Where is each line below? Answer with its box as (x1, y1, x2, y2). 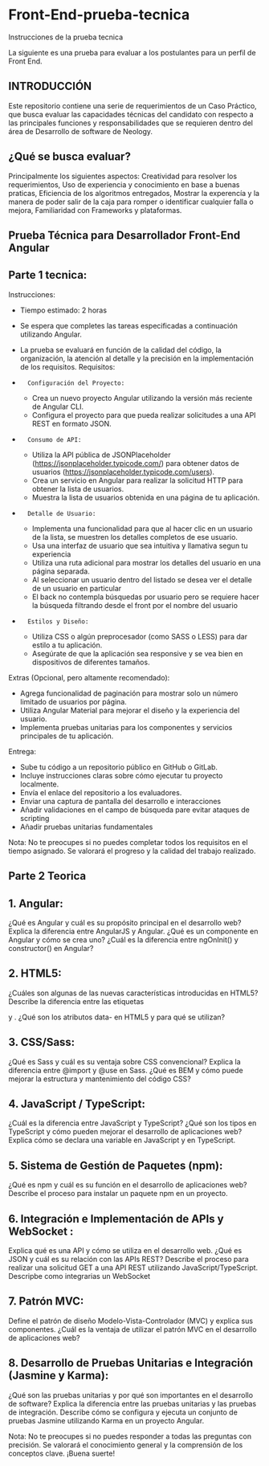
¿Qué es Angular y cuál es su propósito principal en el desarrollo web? (8, 917, 242, 927)
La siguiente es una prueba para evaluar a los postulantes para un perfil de (8, 47, 256, 57)
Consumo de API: (27, 435, 82, 443)
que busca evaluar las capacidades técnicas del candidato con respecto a (8, 109, 255, 119)
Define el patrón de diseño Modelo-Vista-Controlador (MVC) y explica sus (8, 1316, 254, 1325)
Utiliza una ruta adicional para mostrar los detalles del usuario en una (31, 557, 261, 567)
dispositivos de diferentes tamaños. (31, 657, 150, 667)
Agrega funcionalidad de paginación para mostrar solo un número (19, 688, 238, 698)
